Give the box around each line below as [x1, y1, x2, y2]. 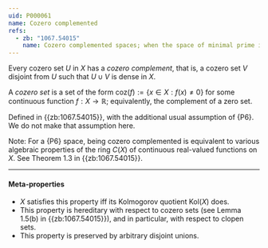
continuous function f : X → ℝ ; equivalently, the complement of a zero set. [8, 97, 253, 106]
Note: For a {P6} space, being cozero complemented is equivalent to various [8, 137, 260, 146]
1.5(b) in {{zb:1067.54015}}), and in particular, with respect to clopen [19, 214, 244, 224]
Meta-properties [8, 179, 65, 189]
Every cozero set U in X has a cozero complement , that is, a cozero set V [8, 63, 248, 73]
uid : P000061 [8, 11, 52, 20]
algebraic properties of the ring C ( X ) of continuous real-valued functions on [8, 145, 258, 154]
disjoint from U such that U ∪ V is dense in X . [8, 72, 156, 82]
